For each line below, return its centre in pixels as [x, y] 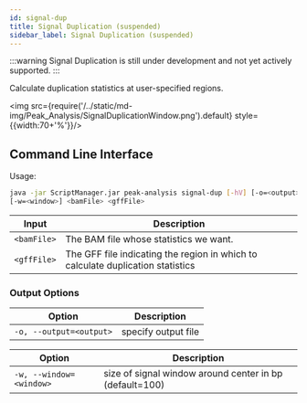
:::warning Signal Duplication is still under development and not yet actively [151, 61]
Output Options [44, 292]
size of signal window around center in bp [193, 374]
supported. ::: [35, 70]
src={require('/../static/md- [81, 106]
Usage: [23, 176]
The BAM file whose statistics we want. [149, 239]
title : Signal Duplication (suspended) [85, 27]
